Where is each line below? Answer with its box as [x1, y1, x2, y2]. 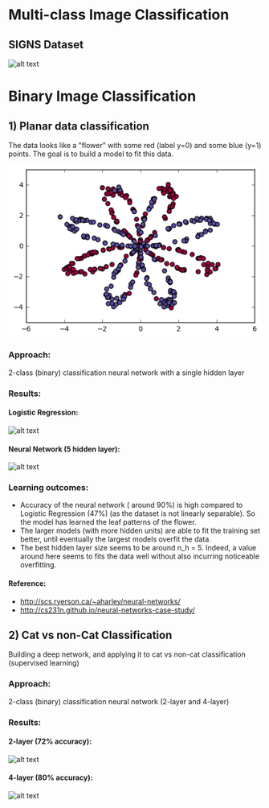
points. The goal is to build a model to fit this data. [8, 149, 174, 159]
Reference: [8, 579, 47, 588]
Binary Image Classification [8, 87, 197, 105]
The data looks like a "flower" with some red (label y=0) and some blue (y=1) [8, 141, 262, 150]
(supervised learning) [8, 658, 79, 668]
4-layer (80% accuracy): [8, 773, 93, 782]
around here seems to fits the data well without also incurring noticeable [19, 551, 259, 561]
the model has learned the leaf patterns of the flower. [19, 517, 197, 527]
